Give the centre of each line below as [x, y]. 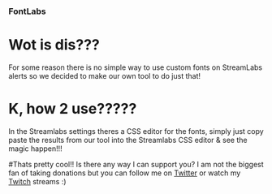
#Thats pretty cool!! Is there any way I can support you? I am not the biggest [136, 164]
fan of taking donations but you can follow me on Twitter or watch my [125, 173]
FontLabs [27, 11]
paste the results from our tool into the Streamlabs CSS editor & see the [128, 140]
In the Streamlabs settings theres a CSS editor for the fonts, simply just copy [136, 131]
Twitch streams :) [37, 181]
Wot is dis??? [54, 45]
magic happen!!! [35, 149]
